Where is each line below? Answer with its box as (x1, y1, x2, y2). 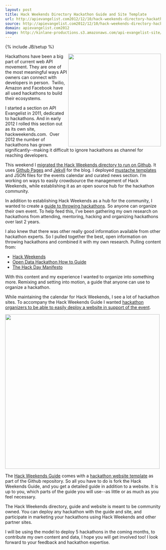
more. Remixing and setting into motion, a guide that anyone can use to (5, 279, 150, 285)
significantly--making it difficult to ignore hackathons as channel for (5, 147, 143, 153)
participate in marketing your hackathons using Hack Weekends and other (5, 514, 157, 520)
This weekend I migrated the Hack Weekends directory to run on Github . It (5, 162, 157, 168)
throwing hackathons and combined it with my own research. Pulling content (5, 239, 161, 245)
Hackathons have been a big (5, 53, 63, 59)
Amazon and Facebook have (5, 85, 63, 91)
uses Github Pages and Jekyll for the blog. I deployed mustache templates (5, 167, 157, 173)
